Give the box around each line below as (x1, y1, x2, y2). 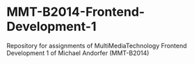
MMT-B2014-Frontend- (6, 4, 145, 20)
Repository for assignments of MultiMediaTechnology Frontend (6, 41, 187, 50)
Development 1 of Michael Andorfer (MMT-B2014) (6, 49, 149, 57)
